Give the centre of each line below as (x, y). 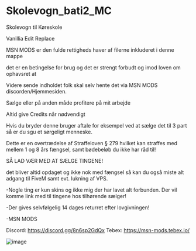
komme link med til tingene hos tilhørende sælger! (66, 196)
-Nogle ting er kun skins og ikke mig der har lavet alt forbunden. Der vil (92, 190)
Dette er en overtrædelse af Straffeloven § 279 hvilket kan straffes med (92, 143)
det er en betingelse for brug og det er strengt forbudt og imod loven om (94, 67)
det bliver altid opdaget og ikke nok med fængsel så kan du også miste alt (95, 172)
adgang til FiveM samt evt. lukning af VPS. (57, 178)
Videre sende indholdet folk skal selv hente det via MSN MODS (82, 85)
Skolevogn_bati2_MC (59, 11)
